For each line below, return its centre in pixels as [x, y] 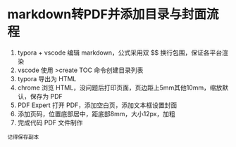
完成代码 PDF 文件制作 [50, 122]
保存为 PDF [46, 96]
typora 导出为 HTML [47, 78]
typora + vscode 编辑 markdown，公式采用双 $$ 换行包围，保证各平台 [120, 52]
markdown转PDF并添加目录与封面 [107, 14]
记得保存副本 [23, 137]
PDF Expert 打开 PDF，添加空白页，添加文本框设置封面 [97, 105]
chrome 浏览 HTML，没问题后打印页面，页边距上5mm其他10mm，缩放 [120, 87]
